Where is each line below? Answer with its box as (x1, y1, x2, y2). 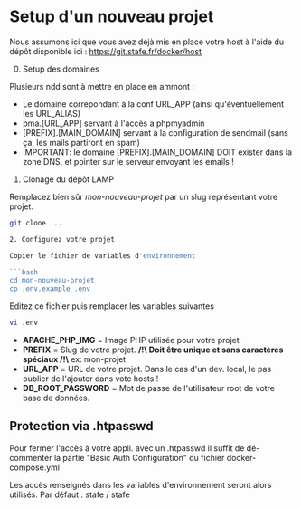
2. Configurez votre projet (9, 235, 116, 244)
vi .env (9, 319, 39, 328)
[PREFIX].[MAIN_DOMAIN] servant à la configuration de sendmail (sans (22, 127, 289, 138)
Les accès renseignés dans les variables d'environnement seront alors (9, 479, 272, 490)
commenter (9, 452, 52, 463)
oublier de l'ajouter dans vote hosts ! (22, 373, 159, 384)
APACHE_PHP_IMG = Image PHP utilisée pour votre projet (22, 335, 240, 346)
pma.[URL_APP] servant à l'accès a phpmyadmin (22, 118, 205, 129)
